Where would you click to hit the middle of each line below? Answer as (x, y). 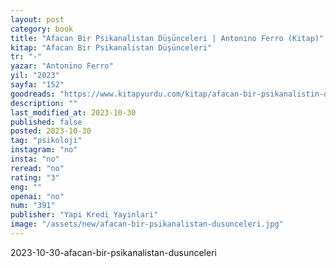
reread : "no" (37, 168)
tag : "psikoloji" (46, 141)
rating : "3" (35, 177)
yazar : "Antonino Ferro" (62, 66)
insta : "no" (35, 159)
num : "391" (33, 206)
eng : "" (26, 187)
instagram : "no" (44, 150)
